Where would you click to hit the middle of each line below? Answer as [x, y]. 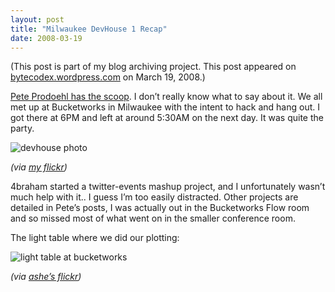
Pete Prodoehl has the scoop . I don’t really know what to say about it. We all [166, 97]
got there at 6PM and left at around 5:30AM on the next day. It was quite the [167, 118]
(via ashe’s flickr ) [46, 277]
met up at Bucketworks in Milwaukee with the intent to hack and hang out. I [165, 107]
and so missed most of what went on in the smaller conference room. [153, 218]
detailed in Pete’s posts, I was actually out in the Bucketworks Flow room [160, 208]
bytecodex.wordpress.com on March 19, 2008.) [108, 77]
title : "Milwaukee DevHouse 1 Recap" [89, 29]
